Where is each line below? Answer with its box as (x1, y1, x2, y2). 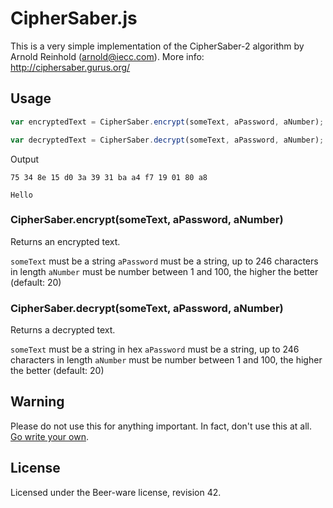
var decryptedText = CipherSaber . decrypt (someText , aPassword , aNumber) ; (10, 135, 325, 145)
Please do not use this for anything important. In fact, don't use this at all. (10, 420, 312, 432)
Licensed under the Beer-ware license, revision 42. (10, 486, 222, 498)
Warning (10, 393, 65, 411)
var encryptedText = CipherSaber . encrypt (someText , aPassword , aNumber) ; (10, 117, 325, 127)
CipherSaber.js (10, 7, 138, 30)
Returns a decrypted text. (10, 324, 116, 336)
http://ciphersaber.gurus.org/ (10, 61, 131, 73)
